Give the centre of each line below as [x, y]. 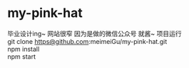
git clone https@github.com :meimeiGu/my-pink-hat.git [87, 41]
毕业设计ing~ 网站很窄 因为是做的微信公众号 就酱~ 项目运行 [94, 33]
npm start [22, 56]
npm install [24, 49]
